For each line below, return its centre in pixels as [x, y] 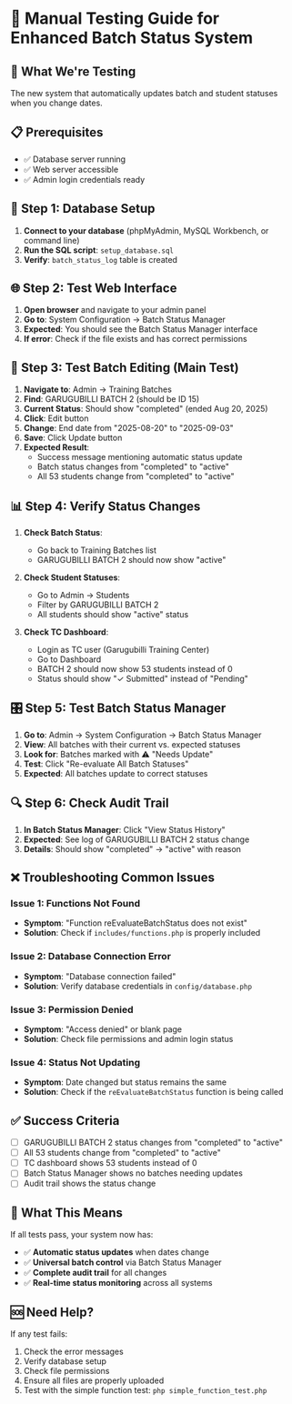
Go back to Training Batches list [97, 550]
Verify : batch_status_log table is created [101, 259]
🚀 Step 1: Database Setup [83, 209]
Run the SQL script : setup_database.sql [98, 250]
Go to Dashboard [69, 659]
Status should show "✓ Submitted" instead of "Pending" [143, 679]
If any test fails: [39, 1334]
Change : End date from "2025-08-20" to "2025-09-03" [129, 428]
